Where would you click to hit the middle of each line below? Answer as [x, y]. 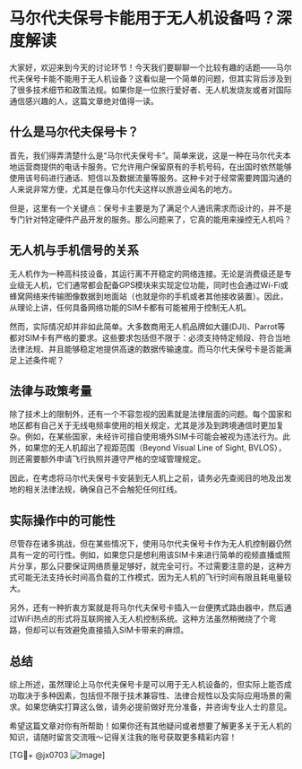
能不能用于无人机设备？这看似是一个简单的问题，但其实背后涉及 [166, 78]
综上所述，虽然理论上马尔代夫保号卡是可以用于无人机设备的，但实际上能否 [147, 684]
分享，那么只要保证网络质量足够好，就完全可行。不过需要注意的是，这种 [150, 566]
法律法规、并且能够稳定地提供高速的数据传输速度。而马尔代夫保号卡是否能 [147, 349]
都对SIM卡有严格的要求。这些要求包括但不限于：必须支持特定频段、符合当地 [150, 337]
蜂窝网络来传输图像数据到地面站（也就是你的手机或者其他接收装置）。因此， [149, 296]
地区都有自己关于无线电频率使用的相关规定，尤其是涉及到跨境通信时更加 [142, 425]
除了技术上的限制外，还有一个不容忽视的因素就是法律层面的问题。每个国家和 [151, 415]
